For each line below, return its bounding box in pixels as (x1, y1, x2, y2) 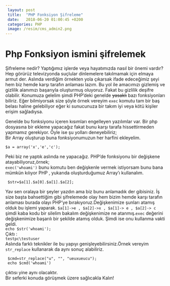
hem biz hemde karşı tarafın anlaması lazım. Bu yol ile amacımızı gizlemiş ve (5, 82, 165, 88)
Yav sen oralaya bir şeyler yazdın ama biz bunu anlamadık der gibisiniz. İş (5, 189, 160, 195)
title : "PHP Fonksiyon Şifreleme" (7, 12, 83, 17)
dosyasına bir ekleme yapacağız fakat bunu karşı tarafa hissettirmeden (5, 124, 154, 130)
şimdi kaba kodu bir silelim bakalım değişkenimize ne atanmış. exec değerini (5, 210, 163, 217)
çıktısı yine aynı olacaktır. (5, 270, 58, 276)
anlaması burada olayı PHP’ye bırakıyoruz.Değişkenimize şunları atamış (5, 199, 155, 205)
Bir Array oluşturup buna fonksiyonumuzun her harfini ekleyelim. (5, 135, 141, 141)
